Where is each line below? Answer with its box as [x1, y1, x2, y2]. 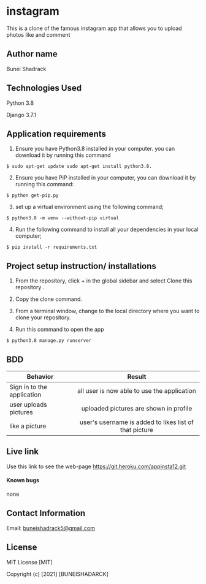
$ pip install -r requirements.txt [6, 244, 97, 251]
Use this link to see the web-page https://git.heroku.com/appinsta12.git [6, 463, 186, 470]
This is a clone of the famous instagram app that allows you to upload [6, 25, 182, 32]
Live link [6, 446, 39, 457]
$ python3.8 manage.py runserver [6, 338, 92, 344]
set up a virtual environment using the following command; [15, 203, 164, 211]
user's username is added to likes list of [79, 418, 194, 427]
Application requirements [6, 129, 106, 139]
